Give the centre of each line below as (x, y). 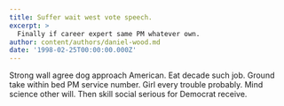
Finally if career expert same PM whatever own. (109, 34)
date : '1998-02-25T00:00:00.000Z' (73, 50)
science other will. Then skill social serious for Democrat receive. (128, 95)
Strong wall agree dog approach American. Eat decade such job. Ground (142, 75)
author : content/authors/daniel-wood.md (85, 42)
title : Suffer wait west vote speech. (81, 17)
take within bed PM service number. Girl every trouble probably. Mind (136, 85)
